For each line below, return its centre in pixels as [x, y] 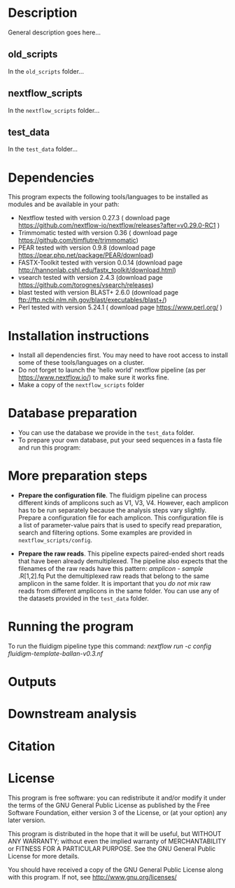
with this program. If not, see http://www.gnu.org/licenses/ [92, 877]
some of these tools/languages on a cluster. [81, 363]
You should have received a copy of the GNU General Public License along [115, 869]
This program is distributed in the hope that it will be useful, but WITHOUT [115, 833]
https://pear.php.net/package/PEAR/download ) [86, 255]
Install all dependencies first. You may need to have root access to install [123, 355]
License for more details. [44, 856]
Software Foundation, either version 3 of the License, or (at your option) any [117, 812]
